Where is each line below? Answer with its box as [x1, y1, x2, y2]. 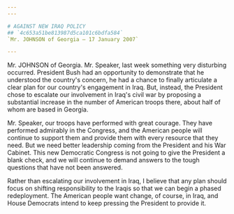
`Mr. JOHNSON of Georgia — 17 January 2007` [7, 36, 139, 43]
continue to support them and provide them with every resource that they [7, 134, 219, 142]
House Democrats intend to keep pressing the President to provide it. [7, 199, 206, 208]
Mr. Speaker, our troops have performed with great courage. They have [7, 119, 213, 128]
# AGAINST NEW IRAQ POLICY [7, 22, 86, 30]
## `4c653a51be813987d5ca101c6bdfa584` [7, 29, 124, 36]
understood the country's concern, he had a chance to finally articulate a [7, 76, 218, 84]
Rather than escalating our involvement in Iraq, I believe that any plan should [7, 177, 227, 185]
